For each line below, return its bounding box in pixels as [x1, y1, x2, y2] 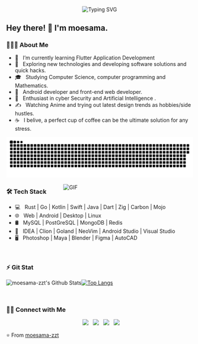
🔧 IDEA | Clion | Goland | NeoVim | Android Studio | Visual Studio [14, 228, 175, 235]
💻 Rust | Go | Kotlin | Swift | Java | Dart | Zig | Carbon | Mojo [14, 204, 166, 211]
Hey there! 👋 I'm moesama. [6, 23, 108, 33]
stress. [14, 125, 31, 132]
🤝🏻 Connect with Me [6, 305, 66, 314]
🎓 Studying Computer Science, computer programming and [14, 74, 166, 81]
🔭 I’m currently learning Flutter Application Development [14, 54, 155, 61]
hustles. [14, 110, 34, 117]
